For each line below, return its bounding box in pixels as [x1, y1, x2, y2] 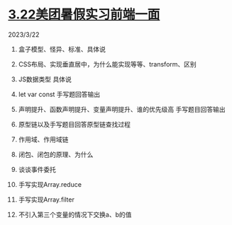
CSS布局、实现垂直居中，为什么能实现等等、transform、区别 [18, 59, 197, 68]
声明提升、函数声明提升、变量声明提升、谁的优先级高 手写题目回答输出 [18, 105, 226, 113]
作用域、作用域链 [18, 135, 69, 144]
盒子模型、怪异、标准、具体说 [18, 45, 106, 53]
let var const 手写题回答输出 [18, 90, 101, 98]
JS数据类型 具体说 [18, 75, 72, 83]
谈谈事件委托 [18, 165, 56, 173]
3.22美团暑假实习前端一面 [8, 6, 160, 23]
